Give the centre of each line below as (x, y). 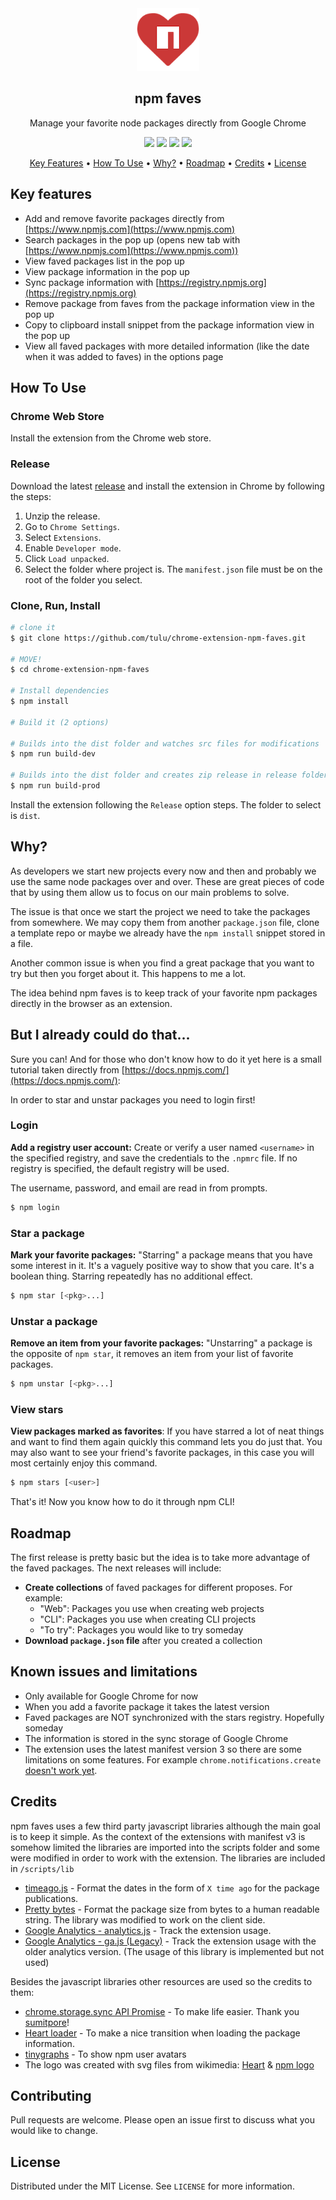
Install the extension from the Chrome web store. (111, 438)
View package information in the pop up (107, 271)
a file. (21, 943)
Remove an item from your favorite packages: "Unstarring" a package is (161, 1343)
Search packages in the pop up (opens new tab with (132, 239)
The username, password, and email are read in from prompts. (139, 1188)
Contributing (51, 2096)
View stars (37, 1409)
